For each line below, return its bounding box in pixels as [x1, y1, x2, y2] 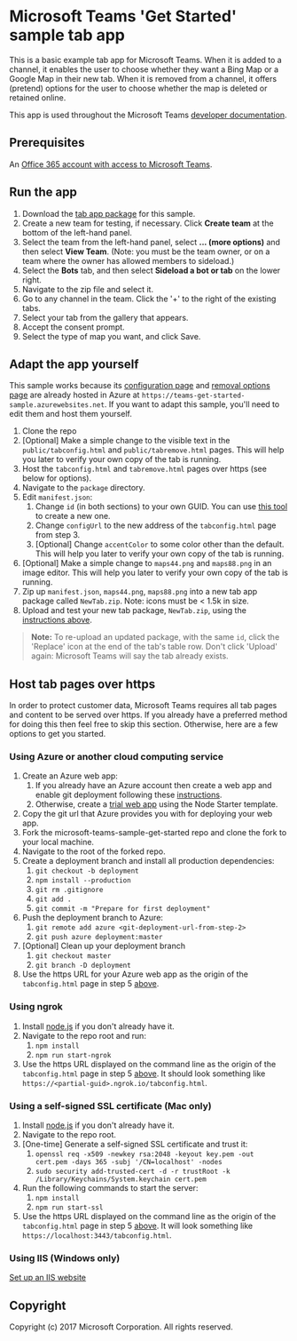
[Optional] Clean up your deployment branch [21, 940, 186, 952]
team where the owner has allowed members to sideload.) [21, 255, 235, 266]
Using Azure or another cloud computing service [9, 751, 224, 763]
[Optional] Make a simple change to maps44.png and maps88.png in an [21, 558, 272, 569]
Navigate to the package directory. [21, 483, 145, 493]
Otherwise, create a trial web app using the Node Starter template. [35, 799, 278, 810]
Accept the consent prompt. [21, 322, 126, 332]
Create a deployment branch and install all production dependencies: [21, 856, 275, 866]
